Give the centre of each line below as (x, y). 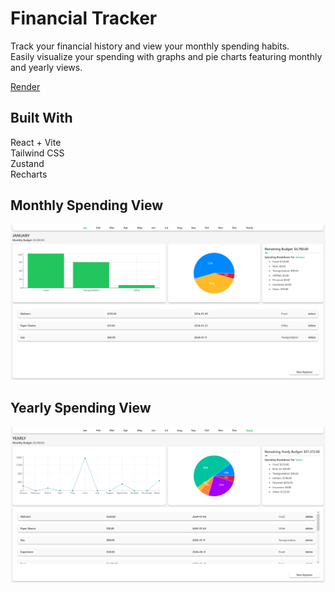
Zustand (27, 163)
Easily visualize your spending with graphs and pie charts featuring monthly (166, 56)
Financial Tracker (84, 18)
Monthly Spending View (87, 205)
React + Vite (36, 142)
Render (25, 86)
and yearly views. (46, 67)
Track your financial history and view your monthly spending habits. (150, 46)
